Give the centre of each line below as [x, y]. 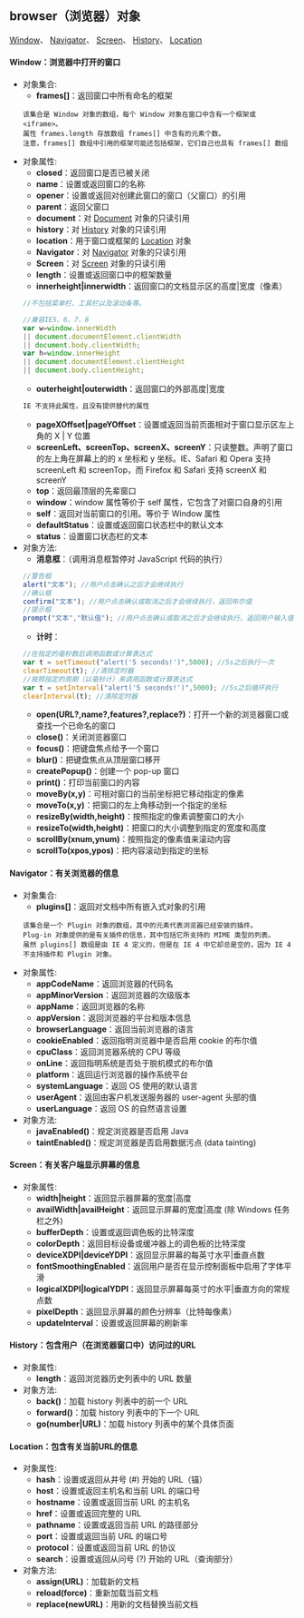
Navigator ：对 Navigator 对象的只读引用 [111, 252]
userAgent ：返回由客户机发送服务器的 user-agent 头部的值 [147, 1097]
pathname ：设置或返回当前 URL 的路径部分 [117, 1525]
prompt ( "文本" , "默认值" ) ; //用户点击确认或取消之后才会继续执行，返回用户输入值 [158, 618]
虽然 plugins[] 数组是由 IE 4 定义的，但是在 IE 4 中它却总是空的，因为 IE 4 [157, 945]
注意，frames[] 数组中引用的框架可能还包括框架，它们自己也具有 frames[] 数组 [155, 143]
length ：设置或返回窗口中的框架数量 [104, 275]
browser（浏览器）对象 [75, 16]
